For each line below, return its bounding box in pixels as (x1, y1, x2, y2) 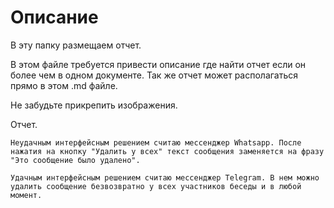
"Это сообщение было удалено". (10, 155, 141, 165)
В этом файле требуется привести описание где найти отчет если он (10, 58, 307, 70)
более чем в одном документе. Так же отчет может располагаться (10, 69, 299, 81)
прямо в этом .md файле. (10, 79, 118, 91)
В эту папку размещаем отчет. (10, 39, 142, 51)
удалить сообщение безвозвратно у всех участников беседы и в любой (10, 181, 302, 191)
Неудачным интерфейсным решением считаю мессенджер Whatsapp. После (10, 137, 302, 148)
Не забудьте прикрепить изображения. (10, 99, 178, 111)
